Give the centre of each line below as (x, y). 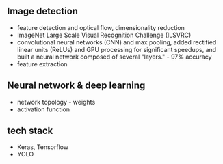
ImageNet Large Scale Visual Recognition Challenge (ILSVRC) (104, 35)
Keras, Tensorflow (43, 147)
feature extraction (42, 64)
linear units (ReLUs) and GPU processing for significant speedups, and (117, 49)
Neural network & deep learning (76, 86)
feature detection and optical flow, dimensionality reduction (101, 27)
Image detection (43, 11)
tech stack (30, 131)
